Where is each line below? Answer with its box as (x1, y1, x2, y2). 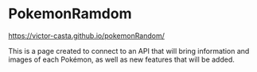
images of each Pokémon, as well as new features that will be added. (8, 55, 235, 64)
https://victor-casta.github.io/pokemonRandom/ (8, 31, 165, 40)
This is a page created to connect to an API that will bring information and (8, 46, 250, 55)
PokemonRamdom (8, 5, 132, 23)
